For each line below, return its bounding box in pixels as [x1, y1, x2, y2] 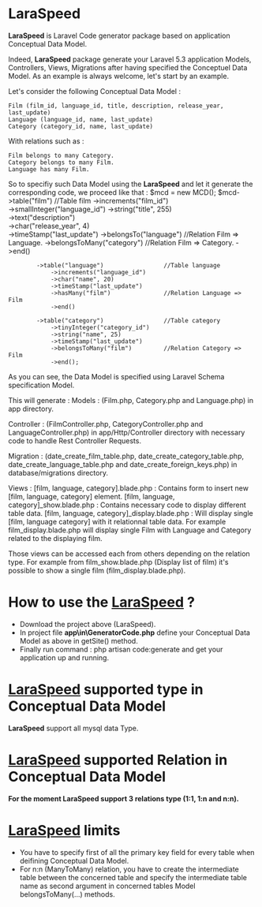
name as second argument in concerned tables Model [19, 881, 196, 890]
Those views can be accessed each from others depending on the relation [8, 549, 250, 558]
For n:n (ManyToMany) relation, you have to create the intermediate [19, 864, 239, 874]
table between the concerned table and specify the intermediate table [19, 872, 247, 882]
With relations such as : [8, 136, 84, 146]
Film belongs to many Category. [8, 151, 114, 159]
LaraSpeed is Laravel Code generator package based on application [8, 31, 230, 40]
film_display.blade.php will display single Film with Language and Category [8, 525, 252, 535]
